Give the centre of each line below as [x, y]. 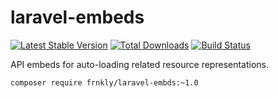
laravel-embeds [77, 17]
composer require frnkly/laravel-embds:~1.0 [104, 82]
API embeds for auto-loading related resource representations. [140, 64]
